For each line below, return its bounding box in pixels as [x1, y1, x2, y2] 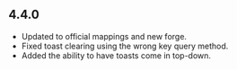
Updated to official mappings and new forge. [21, 31, 188, 41]
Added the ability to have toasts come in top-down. [21, 49, 212, 61]
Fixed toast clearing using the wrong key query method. [21, 40, 229, 51]
